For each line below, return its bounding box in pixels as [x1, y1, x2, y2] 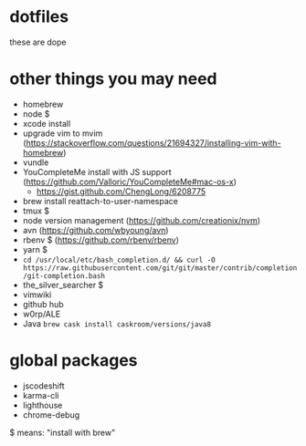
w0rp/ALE [22, 308, 61, 319]
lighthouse [22, 399, 63, 410]
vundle [22, 157, 49, 168]
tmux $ [22, 205, 50, 216]
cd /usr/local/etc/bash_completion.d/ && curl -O [22, 255, 216, 264]
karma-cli [22, 389, 59, 400]
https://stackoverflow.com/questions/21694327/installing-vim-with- [26, 137, 281, 148]
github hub [22, 298, 64, 309]
